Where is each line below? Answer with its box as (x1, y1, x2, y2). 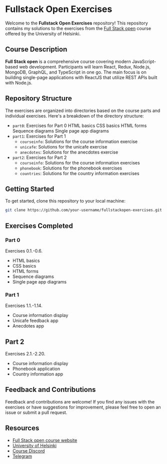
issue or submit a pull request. (5, 409, 67, 415)
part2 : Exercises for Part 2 (12, 154, 67, 160)
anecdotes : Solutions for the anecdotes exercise (19, 149, 118, 155)
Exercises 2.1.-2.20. (5, 351, 45, 357)
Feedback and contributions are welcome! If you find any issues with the (5, 398, 155, 404)
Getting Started (5, 184, 54, 193)
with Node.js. (5, 79, 32, 85)
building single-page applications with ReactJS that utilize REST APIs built (5, 74, 157, 80)
